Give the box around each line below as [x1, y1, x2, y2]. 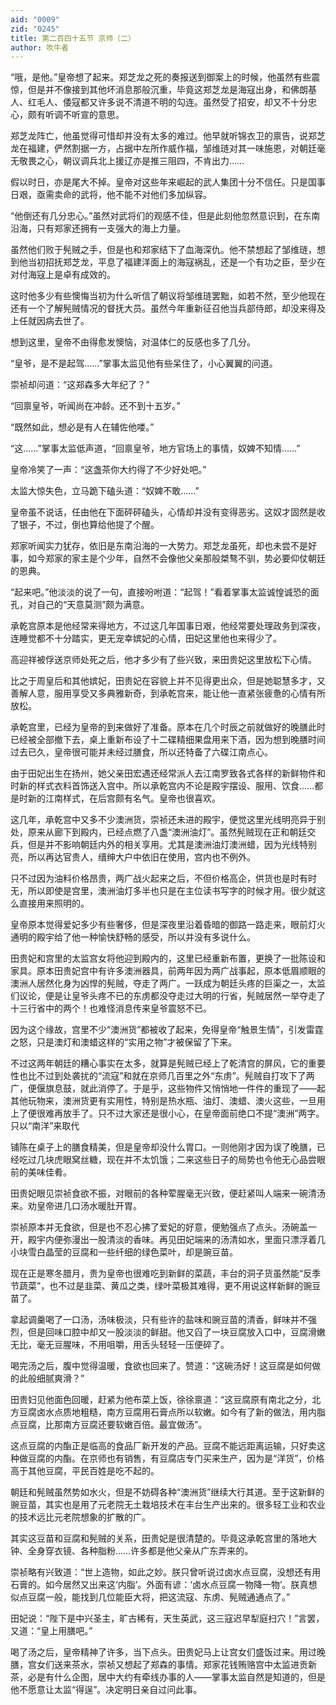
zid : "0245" [10, 24, 60, 34]
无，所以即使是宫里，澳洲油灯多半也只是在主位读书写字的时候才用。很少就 [10, 885, 317, 897]
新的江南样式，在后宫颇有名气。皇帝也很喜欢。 [27, 792, 221, 805]
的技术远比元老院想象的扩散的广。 [10, 1511, 151, 1523]
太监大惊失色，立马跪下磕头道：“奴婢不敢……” [10, 485, 200, 497]
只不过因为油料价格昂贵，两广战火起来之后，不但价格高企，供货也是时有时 [10, 872, 317, 885]
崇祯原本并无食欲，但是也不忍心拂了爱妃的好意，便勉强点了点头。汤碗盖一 [10, 1221, 317, 1233]
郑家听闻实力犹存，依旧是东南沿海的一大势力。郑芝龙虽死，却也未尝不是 [10, 540, 308, 552]
